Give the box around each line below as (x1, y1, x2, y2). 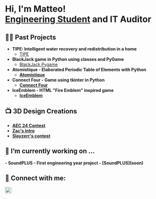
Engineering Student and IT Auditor (5, 14, 152, 25)
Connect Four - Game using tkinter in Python (12, 77, 105, 83)
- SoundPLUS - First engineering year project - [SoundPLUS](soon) (5, 160, 144, 166)
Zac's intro (12, 127, 35, 133)
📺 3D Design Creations (5, 107, 77, 115)
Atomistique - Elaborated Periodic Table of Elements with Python (12, 67, 147, 72)
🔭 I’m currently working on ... (5, 147, 95, 155)
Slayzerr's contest (12, 133, 51, 139)
